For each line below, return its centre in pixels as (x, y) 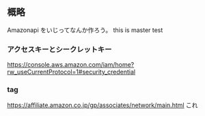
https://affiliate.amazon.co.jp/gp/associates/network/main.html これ (102, 105)
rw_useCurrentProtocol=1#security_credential (71, 72)
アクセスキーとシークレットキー (59, 49)
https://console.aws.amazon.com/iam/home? (71, 65)
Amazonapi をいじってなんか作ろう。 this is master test (85, 30)
